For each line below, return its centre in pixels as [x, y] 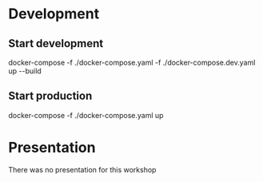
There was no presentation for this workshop [82, 169]
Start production [50, 96]
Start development [56, 44]
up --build [25, 71]
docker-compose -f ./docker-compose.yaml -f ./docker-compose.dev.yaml [132, 62]
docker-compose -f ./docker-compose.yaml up [86, 115]
